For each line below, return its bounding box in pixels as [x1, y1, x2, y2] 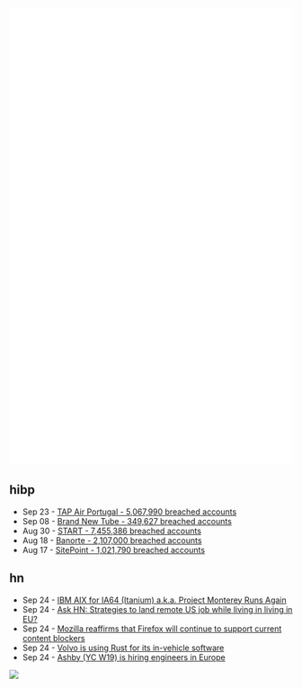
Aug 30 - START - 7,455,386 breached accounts [22, 525, 202, 536]
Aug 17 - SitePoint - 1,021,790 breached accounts [22, 544, 205, 555]
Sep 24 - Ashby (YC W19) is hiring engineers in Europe [22, 651, 226, 663]
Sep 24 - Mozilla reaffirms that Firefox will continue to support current [22, 623, 282, 634]
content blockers [22, 632, 85, 643]
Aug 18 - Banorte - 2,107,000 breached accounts [22, 534, 202, 546]
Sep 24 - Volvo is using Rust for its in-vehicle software [22, 642, 225, 653]
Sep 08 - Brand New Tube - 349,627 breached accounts [22, 515, 232, 526]
